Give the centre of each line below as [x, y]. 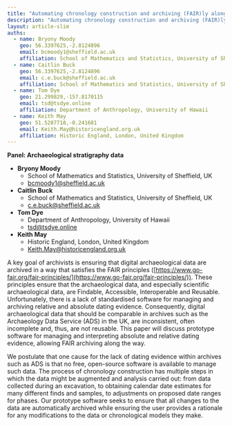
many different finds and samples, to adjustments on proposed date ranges [114, 394]
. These [202, 278]
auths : [17, 33]
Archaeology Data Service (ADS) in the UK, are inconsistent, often [101, 321]
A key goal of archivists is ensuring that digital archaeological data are [107, 262]
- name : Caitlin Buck [45, 65]
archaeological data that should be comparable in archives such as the [108, 314]
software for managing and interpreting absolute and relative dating [103, 336]
